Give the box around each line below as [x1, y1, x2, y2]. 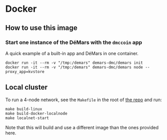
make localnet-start [5, 115, 50, 121]
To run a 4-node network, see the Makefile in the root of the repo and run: [5, 97, 162, 103]
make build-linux [5, 106, 43, 111]
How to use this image [5, 24, 78, 32]
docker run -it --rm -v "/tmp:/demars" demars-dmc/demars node [5, 64, 143, 69]
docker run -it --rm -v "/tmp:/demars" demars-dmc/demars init [5, 60, 143, 65]
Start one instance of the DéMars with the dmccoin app [5, 39, 142, 46]
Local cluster [5, 83, 48, 92]
